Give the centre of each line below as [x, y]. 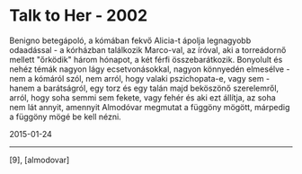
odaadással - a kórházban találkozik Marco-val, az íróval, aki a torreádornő [148, 49]
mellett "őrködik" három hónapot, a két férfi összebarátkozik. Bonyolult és [146, 59]
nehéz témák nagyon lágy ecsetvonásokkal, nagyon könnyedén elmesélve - [150, 69]
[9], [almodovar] [40, 160]
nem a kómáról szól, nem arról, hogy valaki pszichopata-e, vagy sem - [140, 78]
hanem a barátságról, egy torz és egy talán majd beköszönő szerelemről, [144, 88]
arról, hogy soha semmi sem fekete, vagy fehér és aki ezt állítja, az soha [142, 97]
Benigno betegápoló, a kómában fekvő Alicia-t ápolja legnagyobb [130, 40]
